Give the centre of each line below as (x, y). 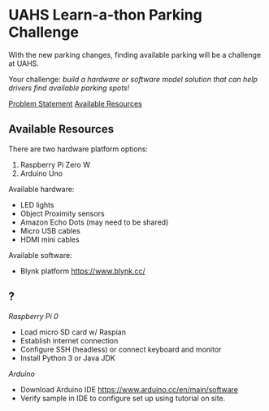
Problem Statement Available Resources (75, 103)
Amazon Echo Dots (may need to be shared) (94, 222)
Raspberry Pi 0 (33, 316)
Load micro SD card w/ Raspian (73, 332)
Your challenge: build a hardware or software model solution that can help (133, 79)
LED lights (37, 204)
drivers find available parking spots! (69, 88)
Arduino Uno (41, 173)
